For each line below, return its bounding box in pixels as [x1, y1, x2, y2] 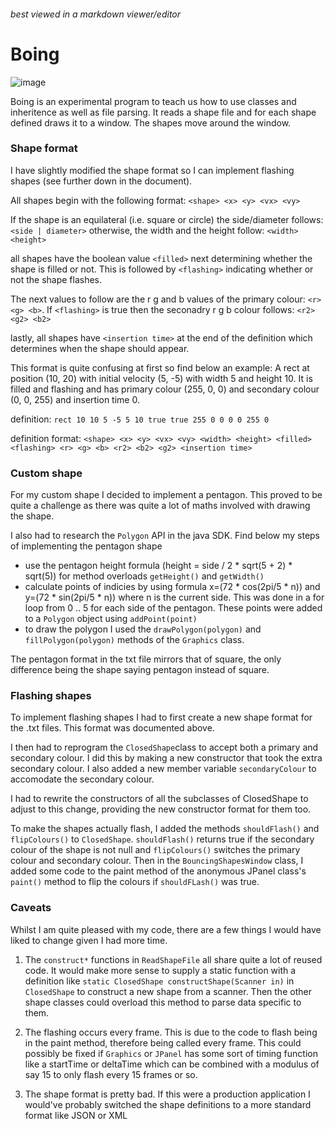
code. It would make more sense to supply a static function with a [24, 964, 297, 976]
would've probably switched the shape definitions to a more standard [24, 1098, 312, 1110]
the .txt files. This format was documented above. [10, 722, 215, 734]
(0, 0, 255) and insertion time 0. [10, 393, 140, 405]
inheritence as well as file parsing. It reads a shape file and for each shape [10, 106, 317, 118]
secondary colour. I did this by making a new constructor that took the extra [10, 752, 323, 764]
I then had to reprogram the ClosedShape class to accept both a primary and [10, 741, 319, 754]
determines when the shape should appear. [10, 342, 190, 354]
